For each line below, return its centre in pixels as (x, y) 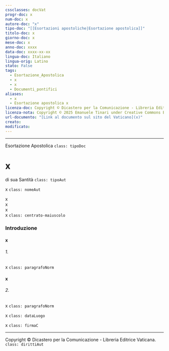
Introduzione (21, 228)
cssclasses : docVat (26, 10)
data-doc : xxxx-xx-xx (28, 52)
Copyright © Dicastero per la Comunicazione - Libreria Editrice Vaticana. (81, 339)
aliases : (14, 94)
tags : (11, 71)
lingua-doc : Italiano (28, 56)
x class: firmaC (22, 325)
